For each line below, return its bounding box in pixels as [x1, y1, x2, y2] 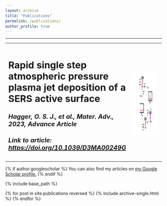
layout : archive [5, 8, 39, 13]
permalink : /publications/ [5, 18, 61, 23]
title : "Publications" [5, 13, 52, 18]
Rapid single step [8, 59, 87, 71]
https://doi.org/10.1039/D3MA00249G [8, 144, 126, 152]
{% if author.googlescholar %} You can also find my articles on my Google [5, 166, 158, 172]
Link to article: [8, 136, 52, 144]
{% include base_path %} [5, 181, 58, 187]
